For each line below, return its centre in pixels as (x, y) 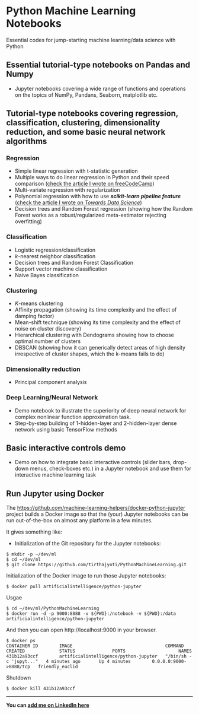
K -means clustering (39, 303)
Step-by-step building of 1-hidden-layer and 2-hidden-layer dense (96, 423)
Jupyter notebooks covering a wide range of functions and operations (100, 88)
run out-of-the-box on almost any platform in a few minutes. (79, 521)
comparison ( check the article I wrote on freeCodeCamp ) (85, 184)
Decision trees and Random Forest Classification (74, 262)
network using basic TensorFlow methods (66, 429)
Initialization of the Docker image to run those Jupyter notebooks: (86, 576)
